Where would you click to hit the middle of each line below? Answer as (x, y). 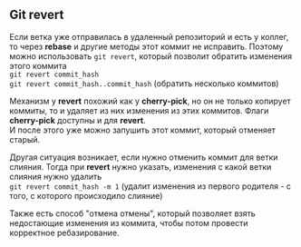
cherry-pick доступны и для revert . (78, 120)
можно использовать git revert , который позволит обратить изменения (151, 56)
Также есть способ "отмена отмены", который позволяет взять (132, 213)
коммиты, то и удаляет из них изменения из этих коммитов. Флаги (139, 110)
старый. (25, 139)
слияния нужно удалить (56, 176)
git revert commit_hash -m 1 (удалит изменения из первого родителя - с (150, 186)
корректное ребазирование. (64, 232)
